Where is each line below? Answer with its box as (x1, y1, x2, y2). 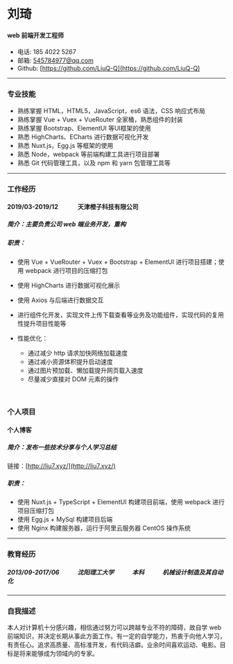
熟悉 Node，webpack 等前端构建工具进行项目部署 (17, 150, 160, 158)
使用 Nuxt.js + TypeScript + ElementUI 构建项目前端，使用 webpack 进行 (17, 498, 225, 506)
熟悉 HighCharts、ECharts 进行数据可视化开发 (17, 133, 149, 141)
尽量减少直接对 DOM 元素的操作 (27, 374, 119, 383)
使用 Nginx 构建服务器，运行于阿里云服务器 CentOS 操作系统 (17, 524, 191, 532)
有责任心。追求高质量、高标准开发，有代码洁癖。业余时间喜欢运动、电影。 (7, 640, 220, 649)
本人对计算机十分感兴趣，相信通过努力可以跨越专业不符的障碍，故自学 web (7, 623, 222, 632)
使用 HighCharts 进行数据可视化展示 (17, 281, 121, 289)
